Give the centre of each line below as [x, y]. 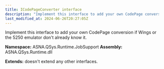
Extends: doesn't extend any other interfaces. [51, 62]
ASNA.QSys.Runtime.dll [29, 52]
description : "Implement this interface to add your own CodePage [74, 14]
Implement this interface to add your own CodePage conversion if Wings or [81, 33]
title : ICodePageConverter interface [43, 9]
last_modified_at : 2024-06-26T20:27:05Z [47, 18]
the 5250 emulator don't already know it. [46, 37]
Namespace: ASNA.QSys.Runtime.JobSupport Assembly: [64, 47]
